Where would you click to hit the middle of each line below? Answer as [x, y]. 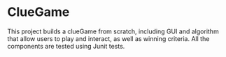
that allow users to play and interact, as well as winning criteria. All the [108, 38]
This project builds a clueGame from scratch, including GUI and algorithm [113, 31]
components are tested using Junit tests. [66, 46]
